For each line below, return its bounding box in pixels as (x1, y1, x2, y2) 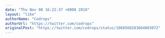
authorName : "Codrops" (5, 16, 52, 21)
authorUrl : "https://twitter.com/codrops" (5, 21, 94, 26)
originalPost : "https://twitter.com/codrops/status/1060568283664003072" (5, 26, 161, 31)
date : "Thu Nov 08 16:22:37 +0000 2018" (5, 7, 90, 12)
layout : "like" (5, 12, 37, 17)
